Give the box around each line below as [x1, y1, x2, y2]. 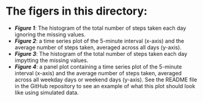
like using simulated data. [14, 89, 79, 96]
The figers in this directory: [6, 4, 148, 18]
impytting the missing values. [14, 56, 89, 64]
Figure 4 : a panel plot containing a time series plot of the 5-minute [14, 63, 182, 70]
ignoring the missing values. [14, 30, 86, 38]
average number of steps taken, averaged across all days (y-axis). [14, 44, 182, 51]
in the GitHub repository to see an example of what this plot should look [14, 82, 196, 89]
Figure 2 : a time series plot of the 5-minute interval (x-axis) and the [14, 37, 185, 44]
